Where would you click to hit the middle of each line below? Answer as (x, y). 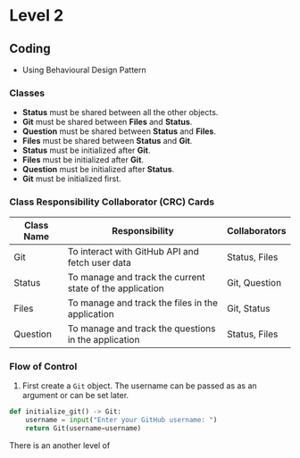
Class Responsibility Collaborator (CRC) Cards (112, 202)
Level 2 (37, 16)
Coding (30, 49)
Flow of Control (43, 366)
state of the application (116, 288)
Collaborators (256, 230)
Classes (27, 93)
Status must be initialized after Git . (86, 150)
